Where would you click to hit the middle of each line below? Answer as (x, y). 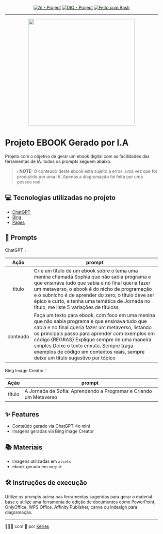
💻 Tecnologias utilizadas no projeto (60, 198)
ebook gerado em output (37, 467)
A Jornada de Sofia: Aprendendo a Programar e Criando (88, 391)
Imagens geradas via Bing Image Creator (53, 431)
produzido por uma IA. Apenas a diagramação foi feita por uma (80, 177)
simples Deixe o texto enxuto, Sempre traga (83, 345)
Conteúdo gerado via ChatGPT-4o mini (51, 426)
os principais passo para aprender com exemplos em (94, 333)
